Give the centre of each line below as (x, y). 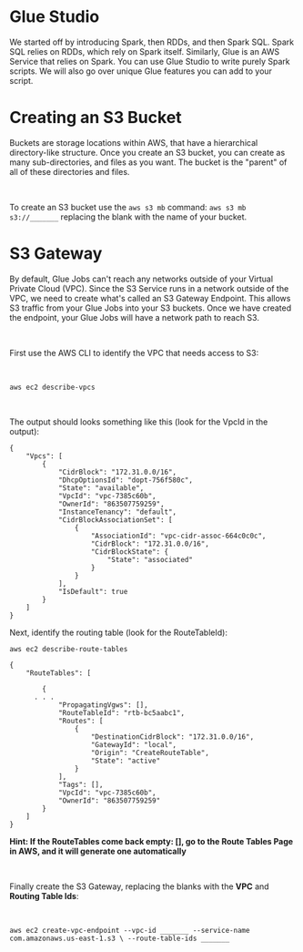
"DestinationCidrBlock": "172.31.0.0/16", (172, 737)
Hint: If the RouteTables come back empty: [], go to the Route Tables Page (151, 841)
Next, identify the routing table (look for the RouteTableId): (118, 632)
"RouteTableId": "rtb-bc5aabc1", (121, 712)
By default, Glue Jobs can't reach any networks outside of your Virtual (141, 279)
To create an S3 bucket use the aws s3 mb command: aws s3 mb (128, 207)
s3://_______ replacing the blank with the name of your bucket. (128, 217)
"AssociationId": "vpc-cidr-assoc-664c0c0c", (178, 536)
